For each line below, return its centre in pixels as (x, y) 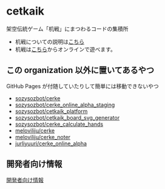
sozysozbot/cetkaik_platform (51, 111)
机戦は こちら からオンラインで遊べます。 (66, 49)
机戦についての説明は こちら (50, 41)
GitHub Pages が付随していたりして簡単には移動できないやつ (82, 86)
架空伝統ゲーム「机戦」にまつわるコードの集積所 (67, 29)
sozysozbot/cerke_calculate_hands (59, 124)
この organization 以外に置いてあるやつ (80, 70)
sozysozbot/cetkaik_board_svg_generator (67, 117)
